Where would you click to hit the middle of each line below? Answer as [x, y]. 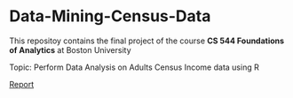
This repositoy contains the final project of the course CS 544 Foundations [147, 41]
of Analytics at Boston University [70, 49]
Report [22, 84]
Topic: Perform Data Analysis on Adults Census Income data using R [134, 67]
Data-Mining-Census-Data [110, 16]
